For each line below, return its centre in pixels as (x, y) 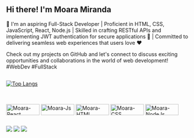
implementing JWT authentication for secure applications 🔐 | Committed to (97, 36)
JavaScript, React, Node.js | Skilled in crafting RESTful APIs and (84, 30)
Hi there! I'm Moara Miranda (59, 10)
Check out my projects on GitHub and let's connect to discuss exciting (92, 54)
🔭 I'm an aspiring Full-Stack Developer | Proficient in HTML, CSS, (85, 24)
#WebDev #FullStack (32, 67)
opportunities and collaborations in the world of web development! (87, 60)
